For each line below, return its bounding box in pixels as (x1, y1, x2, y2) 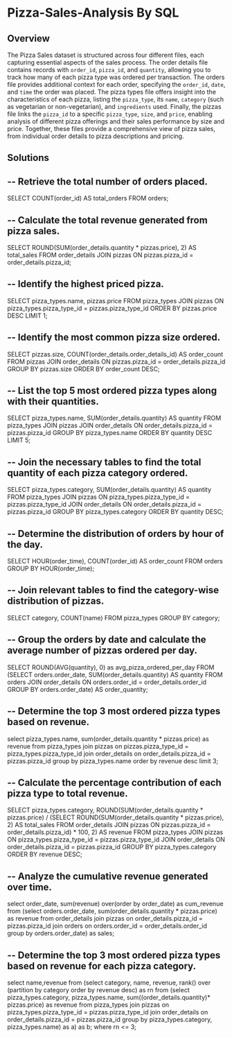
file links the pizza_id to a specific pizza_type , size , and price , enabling (7, 110, 213, 118)
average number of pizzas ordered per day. (7, 645, 198, 656)
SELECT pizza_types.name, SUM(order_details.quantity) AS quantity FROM (7, 414, 222, 423)
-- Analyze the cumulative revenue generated (7, 870, 208, 882)
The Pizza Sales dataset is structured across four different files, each (7, 51, 204, 59)
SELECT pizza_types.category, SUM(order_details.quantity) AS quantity (7, 486, 212, 494)
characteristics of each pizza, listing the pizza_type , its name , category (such (7, 95, 224, 103)
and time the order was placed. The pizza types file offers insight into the (7, 88, 217, 96)
